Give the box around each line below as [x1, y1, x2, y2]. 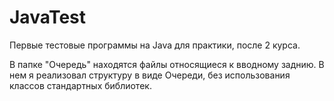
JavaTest [9, 6, 87, 29]
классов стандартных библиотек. [9, 79, 152, 91]
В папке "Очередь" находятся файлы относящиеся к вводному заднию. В [9, 58, 325, 70]
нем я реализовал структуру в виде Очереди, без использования [9, 69, 291, 81]
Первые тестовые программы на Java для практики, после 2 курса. [9, 39, 301, 51]
